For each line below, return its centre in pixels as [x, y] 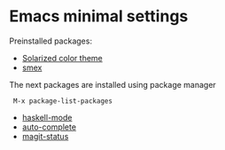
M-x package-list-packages [63, 101]
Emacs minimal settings [99, 16]
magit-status [45, 136]
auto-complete [49, 127]
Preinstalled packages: [51, 41]
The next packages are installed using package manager [113, 84]
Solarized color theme [62, 58]
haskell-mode [47, 117]
